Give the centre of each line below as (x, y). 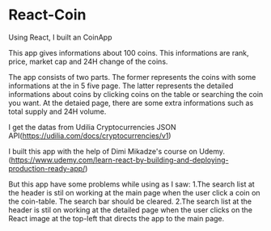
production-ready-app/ (47, 168)
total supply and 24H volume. (57, 111)
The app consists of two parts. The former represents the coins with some (132, 77)
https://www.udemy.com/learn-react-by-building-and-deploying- (120, 160)
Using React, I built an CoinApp (60, 37)
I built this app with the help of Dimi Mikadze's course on (103, 151)
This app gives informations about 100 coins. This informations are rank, (129, 52)
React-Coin (47, 15)
